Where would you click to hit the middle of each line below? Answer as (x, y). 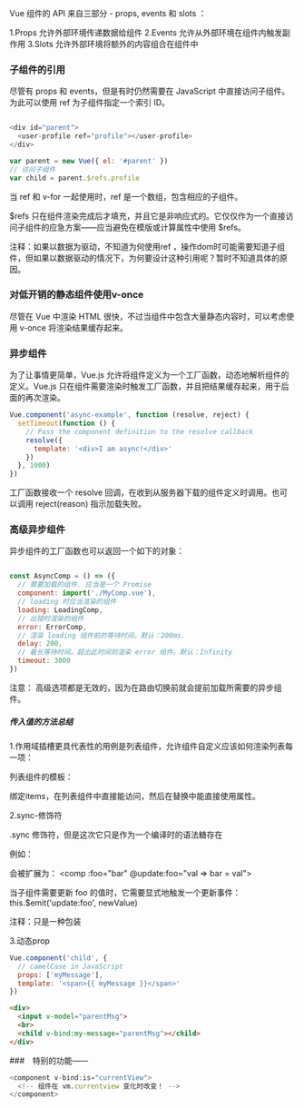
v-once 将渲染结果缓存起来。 (74, 327)
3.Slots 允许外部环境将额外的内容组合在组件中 (113, 44)
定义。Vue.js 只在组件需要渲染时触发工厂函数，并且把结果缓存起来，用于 (145, 386)
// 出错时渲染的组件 (51, 618)
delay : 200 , (40, 644)
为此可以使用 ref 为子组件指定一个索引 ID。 (90, 103)
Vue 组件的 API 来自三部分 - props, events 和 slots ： (108, 13)
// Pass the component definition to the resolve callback (140, 431)
